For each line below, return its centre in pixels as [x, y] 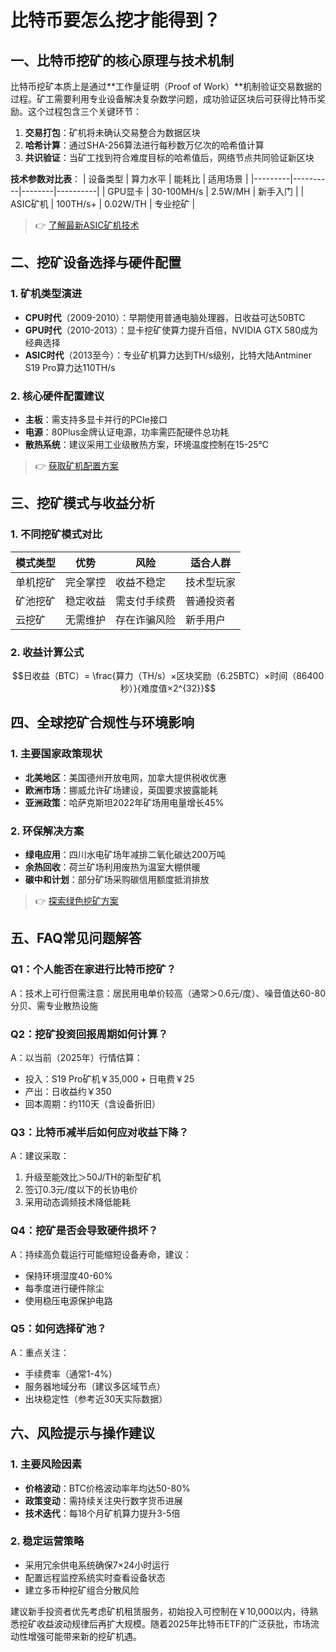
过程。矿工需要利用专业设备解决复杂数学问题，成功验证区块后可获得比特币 [163, 99]
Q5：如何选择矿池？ [58, 1329]
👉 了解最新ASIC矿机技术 [87, 225]
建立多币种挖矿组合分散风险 [82, 1590]
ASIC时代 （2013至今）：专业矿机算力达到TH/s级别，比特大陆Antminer [168, 355]
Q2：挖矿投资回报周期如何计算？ [89, 1034]
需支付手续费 [146, 601]
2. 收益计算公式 [47, 652]
